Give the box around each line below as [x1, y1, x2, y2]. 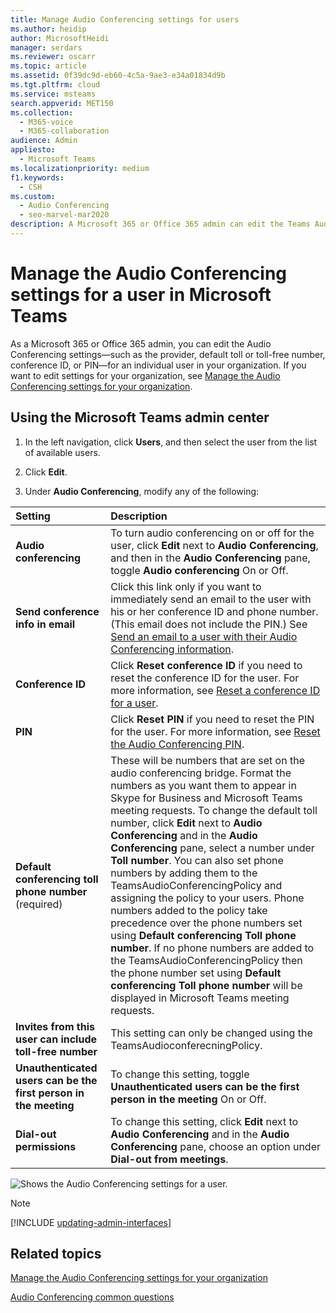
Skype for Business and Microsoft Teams [110, 791, 303, 805]
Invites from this [15, 1019, 95, 1033]
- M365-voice [19, 117, 74, 127]
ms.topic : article [10, 61, 87, 71]
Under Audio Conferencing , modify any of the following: [24, 485, 260, 497]
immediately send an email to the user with [110, 592, 312, 606]
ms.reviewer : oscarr [10, 52, 97, 62]
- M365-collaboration [19, 126, 110, 136]
